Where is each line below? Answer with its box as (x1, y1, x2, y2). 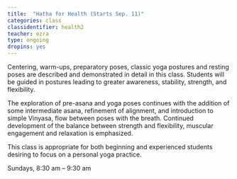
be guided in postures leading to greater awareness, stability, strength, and (7, 78, 227, 86)
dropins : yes (7, 43, 46, 50)
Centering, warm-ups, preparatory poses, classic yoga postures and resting (7, 63, 229, 71)
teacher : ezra (7, 30, 50, 37)
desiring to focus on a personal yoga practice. (7, 150, 142, 158)
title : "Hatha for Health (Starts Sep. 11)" (7, 10, 144, 18)
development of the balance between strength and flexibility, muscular (7, 122, 214, 129)
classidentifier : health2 (7, 23, 84, 30)
